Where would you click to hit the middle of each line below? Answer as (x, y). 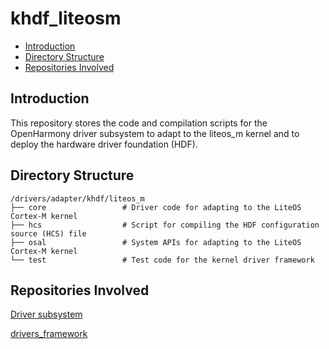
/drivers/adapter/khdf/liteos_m (77, 198)
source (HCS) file (48, 233)
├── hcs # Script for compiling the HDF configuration (165, 225)
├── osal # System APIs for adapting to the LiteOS (156, 242)
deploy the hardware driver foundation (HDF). (104, 144)
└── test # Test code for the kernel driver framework (162, 260)
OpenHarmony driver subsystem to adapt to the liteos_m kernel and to (155, 133)
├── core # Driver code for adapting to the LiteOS (156, 207)
